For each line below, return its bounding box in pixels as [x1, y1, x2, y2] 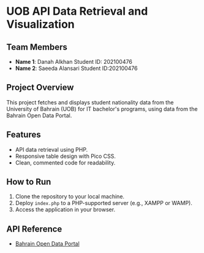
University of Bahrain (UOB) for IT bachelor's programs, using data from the [6, 105, 198, 112]
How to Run [6, 177, 51, 187]
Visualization [6, 17, 75, 31]
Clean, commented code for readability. [15, 158, 116, 166]
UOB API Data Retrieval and [6, 4, 148, 18]
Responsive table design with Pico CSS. [15, 152, 116, 160]
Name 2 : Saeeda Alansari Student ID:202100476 [15, 64, 138, 72]
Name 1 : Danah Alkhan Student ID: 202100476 [15, 58, 133, 65]
